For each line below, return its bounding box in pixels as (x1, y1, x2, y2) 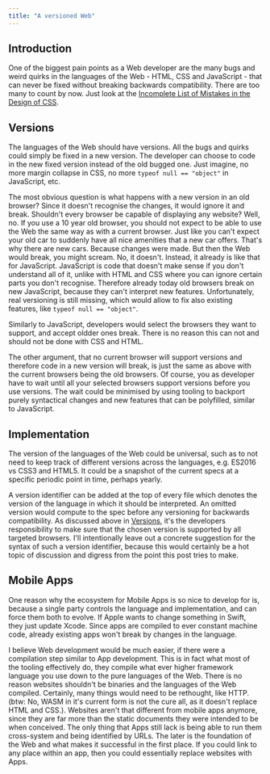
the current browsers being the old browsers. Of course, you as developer (8, 369, 255, 380)
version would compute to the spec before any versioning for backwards (8, 507, 250, 517)
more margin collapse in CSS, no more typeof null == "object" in (8, 168, 229, 178)
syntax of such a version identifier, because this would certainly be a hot (8, 542, 250, 552)
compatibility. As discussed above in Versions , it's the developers (8, 516, 226, 526)
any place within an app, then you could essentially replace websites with (8, 748, 252, 758)
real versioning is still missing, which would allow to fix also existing (8, 296, 233, 305)
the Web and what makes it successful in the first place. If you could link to (8, 739, 258, 749)
